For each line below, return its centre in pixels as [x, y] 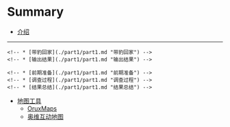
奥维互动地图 [45, 116]
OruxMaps [42, 108]
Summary [35, 12]
